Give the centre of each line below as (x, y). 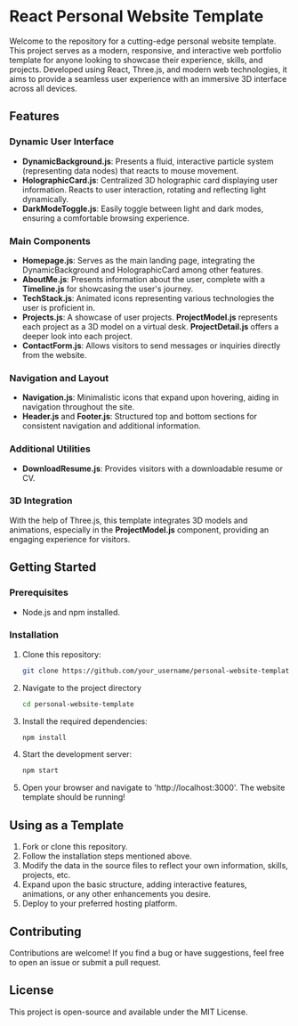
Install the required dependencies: (85, 721)
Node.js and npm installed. (71, 612)
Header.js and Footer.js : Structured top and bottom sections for (140, 417)
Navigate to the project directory (82, 688)
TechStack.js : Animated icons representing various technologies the (148, 298)
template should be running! (74, 797)
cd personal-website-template (78, 704)
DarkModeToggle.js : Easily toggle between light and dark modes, (143, 208)
